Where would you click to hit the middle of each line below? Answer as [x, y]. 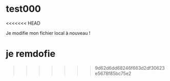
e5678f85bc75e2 [113, 73]
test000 [24, 9]
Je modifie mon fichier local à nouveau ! [48, 33]
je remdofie [31, 54]
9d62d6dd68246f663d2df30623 [130, 68]
